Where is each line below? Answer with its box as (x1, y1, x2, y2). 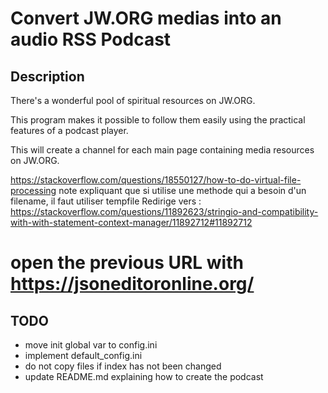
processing (10, 185, 57, 196)
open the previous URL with (10, 252, 244, 274)
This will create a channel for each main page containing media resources (10, 144, 315, 156)
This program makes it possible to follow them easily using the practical (10, 114, 306, 126)
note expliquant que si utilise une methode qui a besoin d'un (58, 185, 307, 196)
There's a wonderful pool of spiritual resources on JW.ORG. (10, 95, 256, 106)
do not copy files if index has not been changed (24, 360, 222, 372)
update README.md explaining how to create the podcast (24, 371, 264, 382)
